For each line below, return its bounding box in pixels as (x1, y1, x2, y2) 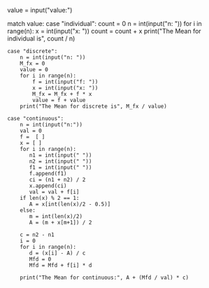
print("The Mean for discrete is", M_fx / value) (20, 103, 168, 110)
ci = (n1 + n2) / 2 (29, 176, 86, 183)
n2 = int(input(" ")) (29, 158, 92, 165)
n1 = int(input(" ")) (29, 152, 92, 159)
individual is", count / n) (7, 34, 75, 43)
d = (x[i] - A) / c (29, 250, 86, 257)
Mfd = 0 (29, 256, 52, 263)
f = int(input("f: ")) (32, 78, 99, 85)
